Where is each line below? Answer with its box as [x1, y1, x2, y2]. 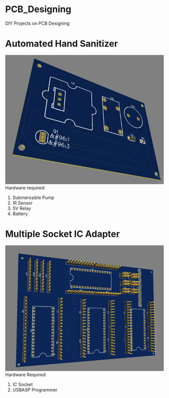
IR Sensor [12, 200, 33, 206]
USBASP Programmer [12, 387, 58, 393]
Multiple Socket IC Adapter [5, 228, 120, 240]
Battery [12, 211, 28, 217]
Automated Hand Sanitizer [5, 38, 118, 49]
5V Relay [12, 206, 31, 211]
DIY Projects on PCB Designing [5, 20, 70, 26]
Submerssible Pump [12, 194, 54, 201]
